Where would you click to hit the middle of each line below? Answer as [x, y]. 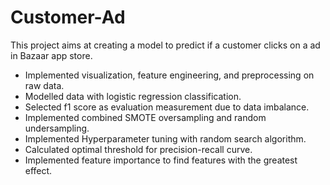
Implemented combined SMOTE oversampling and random [145, 117]
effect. [38, 170]
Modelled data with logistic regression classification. [133, 96]
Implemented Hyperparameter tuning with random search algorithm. [165, 138]
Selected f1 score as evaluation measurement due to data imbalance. [167, 107]
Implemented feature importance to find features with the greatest [161, 160]
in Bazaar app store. [51, 55]
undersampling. [57, 128]
